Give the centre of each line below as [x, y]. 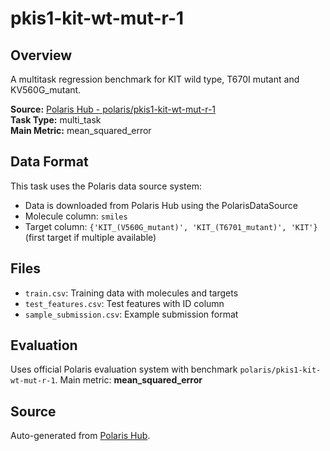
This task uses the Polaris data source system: [106, 186]
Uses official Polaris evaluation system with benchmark [124, 369]
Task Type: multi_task [56, 120]
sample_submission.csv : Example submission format [131, 314]
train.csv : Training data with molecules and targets [131, 293]
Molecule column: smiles [76, 216]
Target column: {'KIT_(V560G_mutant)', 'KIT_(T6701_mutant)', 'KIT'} [171, 226]
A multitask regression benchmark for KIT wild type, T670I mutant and [155, 79]
